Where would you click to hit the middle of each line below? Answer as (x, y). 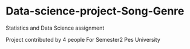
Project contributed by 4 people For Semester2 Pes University (83, 39)
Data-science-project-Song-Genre (95, 11)
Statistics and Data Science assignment (55, 28)
